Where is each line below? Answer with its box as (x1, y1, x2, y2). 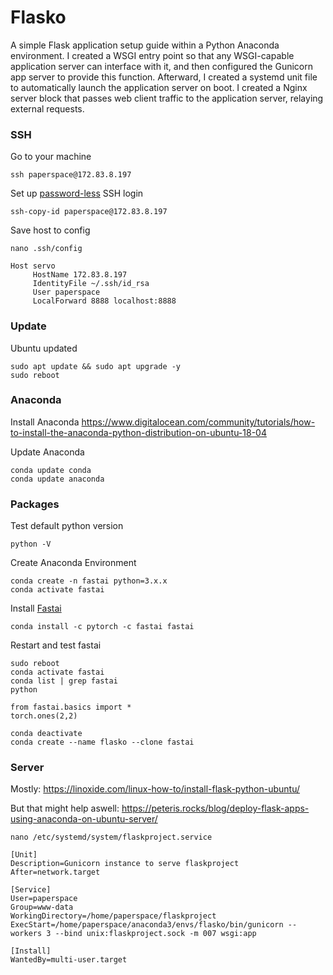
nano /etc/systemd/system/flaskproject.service (10, 832, 213, 843)
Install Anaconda (10, 416, 80, 428)
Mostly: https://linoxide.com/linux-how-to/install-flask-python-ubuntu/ (10, 783, 301, 795)
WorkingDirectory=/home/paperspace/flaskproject (10, 911, 217, 921)
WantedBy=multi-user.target (10, 955, 128, 965)
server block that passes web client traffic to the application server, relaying (10, 92, 324, 104)
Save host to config (10, 224, 91, 236)
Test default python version (10, 520, 124, 532)
